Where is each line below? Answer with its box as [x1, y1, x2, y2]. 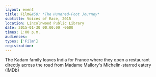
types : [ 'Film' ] [5, 39, 38, 44]
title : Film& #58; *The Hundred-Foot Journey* [5, 12, 100, 17]
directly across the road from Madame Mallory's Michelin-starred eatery [5, 62, 151, 68]
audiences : [5, 35, 27, 39]
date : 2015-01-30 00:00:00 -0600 [5, 25, 74, 30]
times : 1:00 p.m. [5, 30, 41, 35]
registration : [5, 43, 34, 48]
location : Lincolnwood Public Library [5, 20, 84, 26]
